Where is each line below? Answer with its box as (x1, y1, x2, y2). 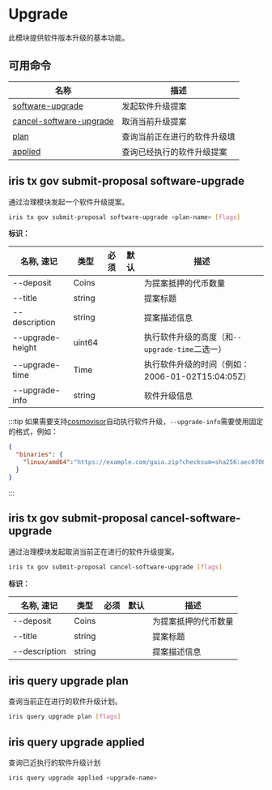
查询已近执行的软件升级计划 (8, 758, 101, 767)
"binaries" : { (15, 451, 63, 459)
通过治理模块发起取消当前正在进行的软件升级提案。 (8, 547, 179, 556)
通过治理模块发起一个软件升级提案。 (8, 196, 130, 207)
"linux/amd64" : (23, 458, 74, 466)
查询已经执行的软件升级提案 (121, 146, 228, 157)
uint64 (73, 337, 99, 349)
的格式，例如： (8, 427, 58, 436)
